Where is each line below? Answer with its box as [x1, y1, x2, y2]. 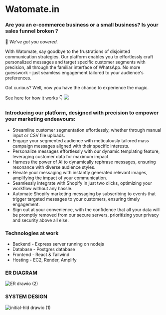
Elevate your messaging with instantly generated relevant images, [12, 169, 148, 175]
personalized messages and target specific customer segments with [5, 59, 146, 65]
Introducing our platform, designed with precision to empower [5, 109, 159, 116]
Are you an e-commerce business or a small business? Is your [5, 21, 159, 28]
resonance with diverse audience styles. [12, 164, 96, 170]
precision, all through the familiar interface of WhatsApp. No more [5, 64, 141, 70]
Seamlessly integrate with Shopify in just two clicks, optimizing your [12, 180, 152, 186]
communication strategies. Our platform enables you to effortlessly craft [5, 54, 154, 60]
